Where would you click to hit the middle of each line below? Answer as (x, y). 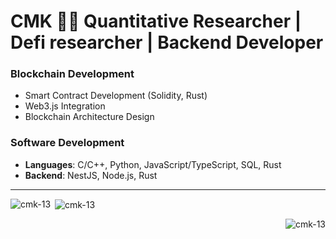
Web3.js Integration (65, 106)
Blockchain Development (72, 74)
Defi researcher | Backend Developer (167, 42)
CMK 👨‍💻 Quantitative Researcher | (156, 21)
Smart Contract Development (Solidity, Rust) (116, 96)
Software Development (67, 143)
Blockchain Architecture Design (89, 117)
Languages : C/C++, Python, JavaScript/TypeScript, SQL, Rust (153, 164)
